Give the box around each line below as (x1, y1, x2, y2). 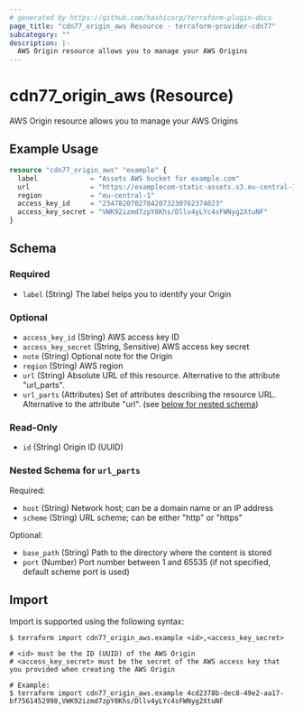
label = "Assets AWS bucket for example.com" (17, 173, 241, 183)
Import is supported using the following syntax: (9, 616, 185, 627)
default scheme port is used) (22, 566, 131, 577)
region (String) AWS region (22, 360, 124, 371)
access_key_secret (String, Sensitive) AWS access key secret (22, 340, 250, 352)
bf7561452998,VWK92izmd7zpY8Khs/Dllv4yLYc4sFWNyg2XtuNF (9, 697, 224, 706)
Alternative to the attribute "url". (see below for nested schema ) (22, 398, 259, 409)
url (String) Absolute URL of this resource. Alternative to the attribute (22, 369, 280, 380)
